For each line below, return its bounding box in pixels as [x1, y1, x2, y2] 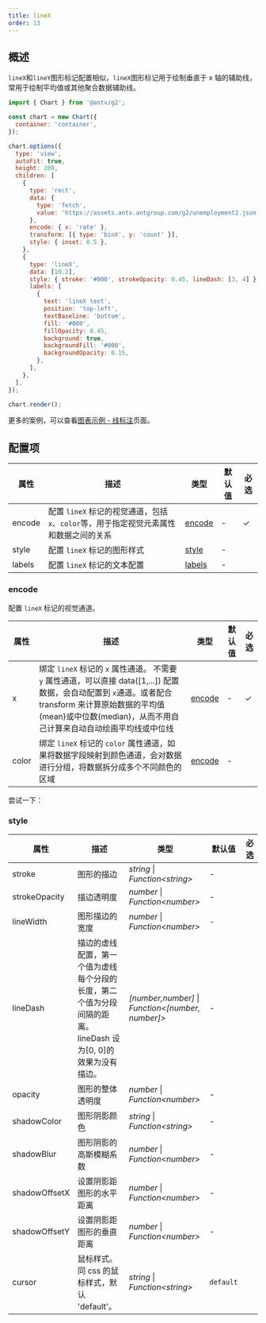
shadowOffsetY [12, 1225, 70, 1236]
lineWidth [12, 915, 47, 926]
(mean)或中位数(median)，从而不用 [39, 710, 172, 721]
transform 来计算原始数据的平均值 [39, 698, 165, 710]
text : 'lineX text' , [43, 297, 112, 306]
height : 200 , [15, 164, 59, 172]
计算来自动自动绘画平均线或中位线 [47, 722, 174, 733]
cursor [12, 1276, 37, 1287]
